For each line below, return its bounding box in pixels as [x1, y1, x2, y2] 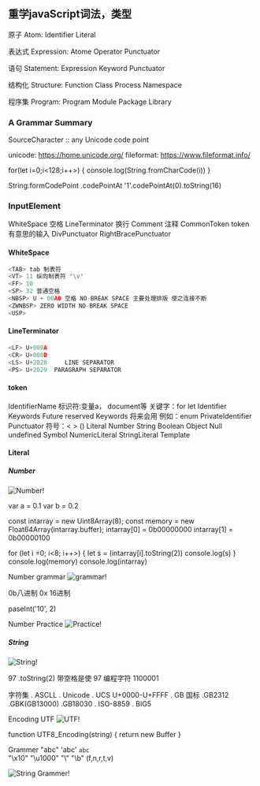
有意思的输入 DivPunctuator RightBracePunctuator [8, 229, 172, 239]
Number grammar [8, 572, 66, 582]
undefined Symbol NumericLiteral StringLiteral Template [8, 430, 191, 439]
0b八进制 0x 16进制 [8, 588, 71, 598]
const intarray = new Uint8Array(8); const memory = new [8, 516, 195, 526]
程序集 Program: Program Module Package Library [8, 97, 172, 106]
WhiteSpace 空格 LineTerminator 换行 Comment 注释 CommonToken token [8, 219, 250, 229]
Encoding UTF [8, 714, 55, 724]
